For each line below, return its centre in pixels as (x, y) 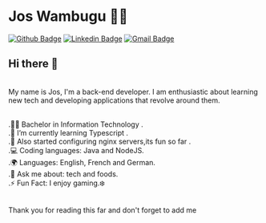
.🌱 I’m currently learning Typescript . (69, 132)
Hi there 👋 (33, 64)
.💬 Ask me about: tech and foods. (63, 174)
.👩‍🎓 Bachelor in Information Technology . (76, 124)
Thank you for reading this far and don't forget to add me (103, 210)
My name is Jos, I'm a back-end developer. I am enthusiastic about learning (133, 91)
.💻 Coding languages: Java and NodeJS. (76, 150)
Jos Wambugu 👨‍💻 (68, 16)
